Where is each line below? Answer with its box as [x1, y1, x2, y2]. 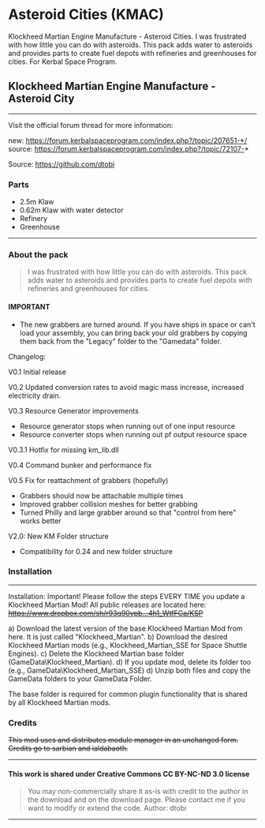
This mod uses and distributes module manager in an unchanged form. [8, 736, 239, 745]
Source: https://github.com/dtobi [8, 159, 115, 169]
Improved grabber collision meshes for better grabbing [19, 499, 199, 508]
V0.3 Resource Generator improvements [8, 406, 140, 415]
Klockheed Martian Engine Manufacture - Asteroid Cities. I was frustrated [8, 32, 247, 41]
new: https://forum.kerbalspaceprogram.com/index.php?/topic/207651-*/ [8, 136, 248, 145]
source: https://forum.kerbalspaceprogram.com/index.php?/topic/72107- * [8, 144, 249, 153]
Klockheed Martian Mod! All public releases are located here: [8, 600, 207, 609]
